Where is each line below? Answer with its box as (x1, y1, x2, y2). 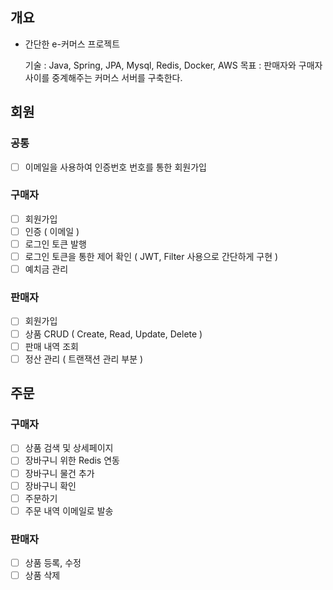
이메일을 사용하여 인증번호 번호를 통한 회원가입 (24, 161, 207, 173)
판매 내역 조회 (24, 340, 79, 352)
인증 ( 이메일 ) (24, 225, 80, 237)
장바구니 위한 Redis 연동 (24, 454, 120, 467)
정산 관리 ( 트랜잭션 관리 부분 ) (24, 353, 144, 365)
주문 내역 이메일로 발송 (24, 504, 114, 517)
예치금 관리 (24, 263, 69, 275)
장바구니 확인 (24, 479, 77, 492)
